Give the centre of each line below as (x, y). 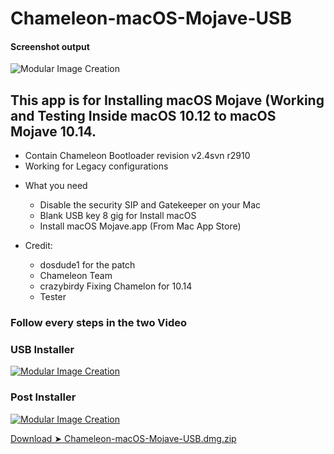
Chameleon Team (76, 276)
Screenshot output (50, 46)
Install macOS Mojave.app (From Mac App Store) (140, 226)
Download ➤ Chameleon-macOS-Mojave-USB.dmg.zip (123, 438)
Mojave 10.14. (53, 131)
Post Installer (43, 397)
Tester (53, 297)
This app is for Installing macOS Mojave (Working (167, 100)
